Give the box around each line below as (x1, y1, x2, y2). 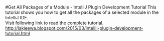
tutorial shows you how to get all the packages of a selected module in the (5, 9, 159, 15)
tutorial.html (5, 31, 30, 36)
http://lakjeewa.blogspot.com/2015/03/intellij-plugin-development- (5, 25, 143, 31)
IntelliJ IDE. (5, 15, 29, 20)
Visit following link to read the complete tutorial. (5, 20, 104, 26)
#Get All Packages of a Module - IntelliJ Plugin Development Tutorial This (5, 4, 156, 10)
